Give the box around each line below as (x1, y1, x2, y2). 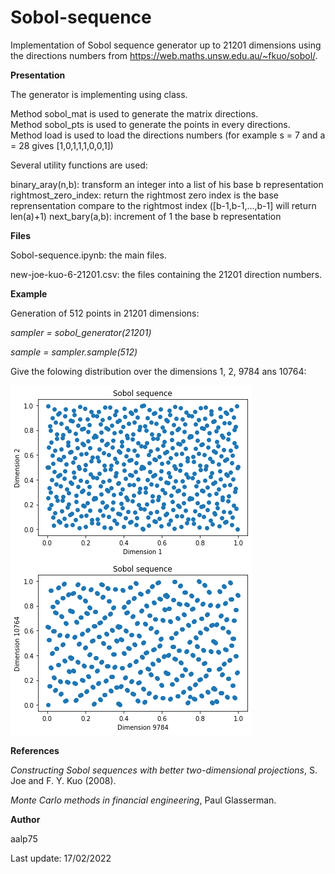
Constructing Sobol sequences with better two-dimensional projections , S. (10, 764, 318, 776)
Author (10, 813, 41, 825)
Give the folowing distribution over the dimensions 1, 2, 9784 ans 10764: (10, 365, 307, 377)
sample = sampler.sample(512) (10, 346, 138, 358)
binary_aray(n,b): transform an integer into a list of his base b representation (10, 178, 324, 190)
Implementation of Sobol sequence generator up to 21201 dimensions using (10, 39, 322, 51)
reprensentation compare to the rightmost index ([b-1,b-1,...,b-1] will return (10, 199, 317, 211)
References (10, 744, 60, 756)
